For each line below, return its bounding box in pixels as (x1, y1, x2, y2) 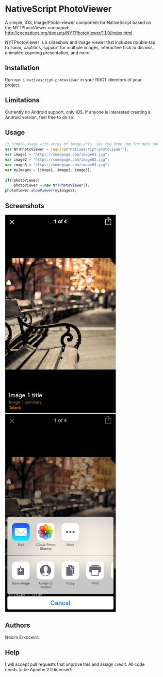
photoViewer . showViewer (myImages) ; (5, 188, 77, 193)
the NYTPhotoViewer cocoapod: (5, 24, 69, 30)
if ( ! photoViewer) (5, 178, 40, 183)
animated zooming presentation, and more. (5, 50, 91, 56)
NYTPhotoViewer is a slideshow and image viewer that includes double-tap (5, 39, 156, 45)
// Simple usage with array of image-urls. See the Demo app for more (5, 142, 151, 147)
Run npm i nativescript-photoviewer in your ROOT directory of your (5, 77, 142, 82)
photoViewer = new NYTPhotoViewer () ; (14, 183, 90, 188)
